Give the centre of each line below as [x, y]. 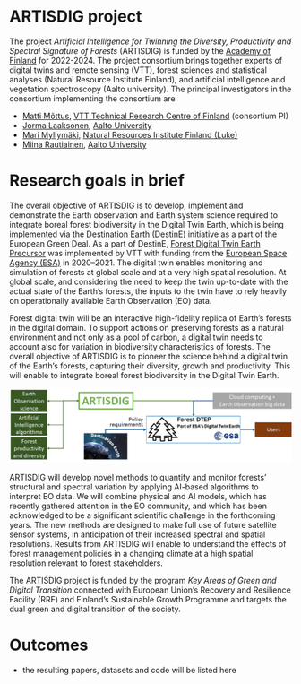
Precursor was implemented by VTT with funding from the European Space [148, 253]
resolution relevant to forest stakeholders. [86, 563]
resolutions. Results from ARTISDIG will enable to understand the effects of [148, 544]
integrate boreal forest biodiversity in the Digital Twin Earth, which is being [146, 224]
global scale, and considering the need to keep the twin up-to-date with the [149, 281]
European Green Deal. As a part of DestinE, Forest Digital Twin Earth [135, 243]
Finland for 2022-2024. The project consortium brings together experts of [146, 60]
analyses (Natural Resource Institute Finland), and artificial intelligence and [147, 79]
